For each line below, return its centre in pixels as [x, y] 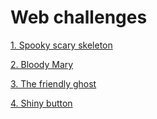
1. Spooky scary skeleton [61, 45]
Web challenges [79, 17]
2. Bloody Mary [42, 64]
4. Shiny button [41, 103]
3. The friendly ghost [53, 83]
